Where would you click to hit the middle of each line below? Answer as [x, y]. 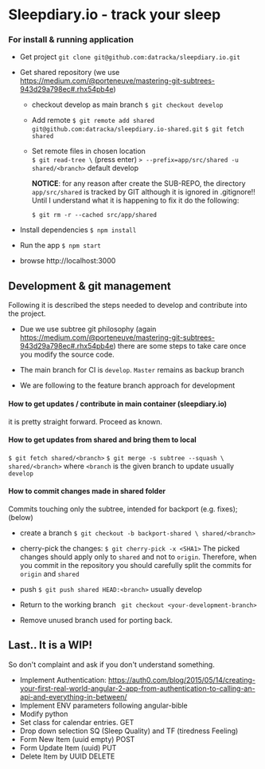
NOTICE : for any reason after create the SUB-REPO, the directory [138, 183]
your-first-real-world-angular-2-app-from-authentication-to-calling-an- [138, 688]
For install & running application [71, 40]
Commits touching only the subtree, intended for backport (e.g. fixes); [123, 509]
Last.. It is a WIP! [51, 645]
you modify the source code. [67, 355]
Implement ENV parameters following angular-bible [104, 705]
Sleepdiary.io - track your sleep [115, 15]
